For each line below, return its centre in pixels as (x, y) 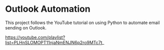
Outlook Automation (48, 9)
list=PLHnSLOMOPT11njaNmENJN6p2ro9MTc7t (54, 42)
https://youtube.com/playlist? (35, 37)
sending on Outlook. (26, 27)
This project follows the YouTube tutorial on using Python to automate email (82, 23)
